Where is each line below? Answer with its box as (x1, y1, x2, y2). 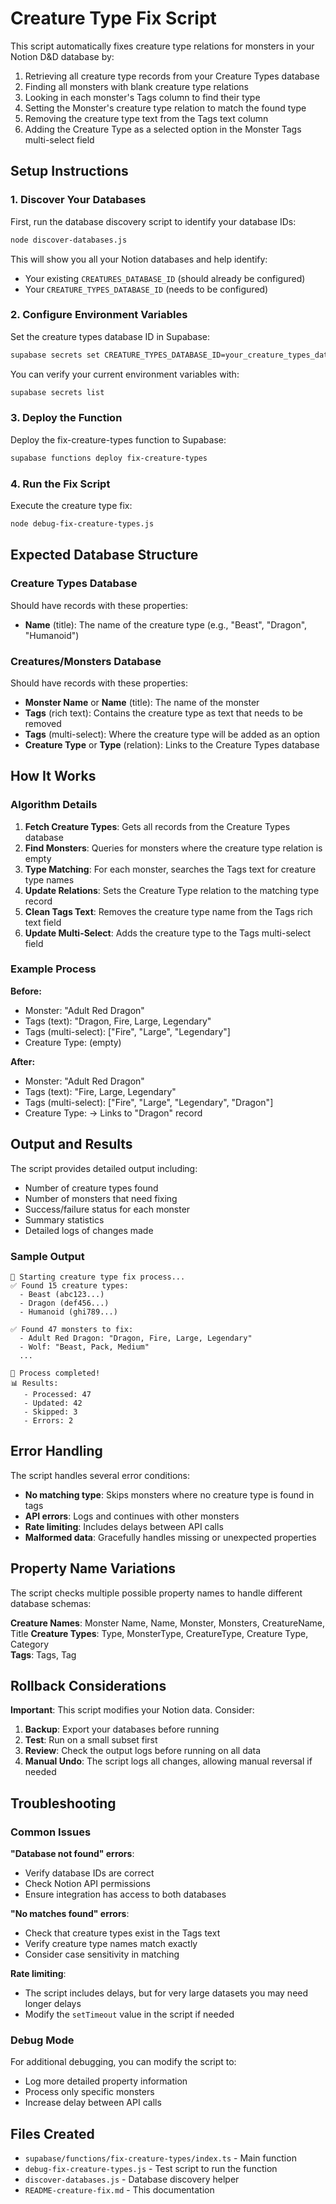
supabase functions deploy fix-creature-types (10, 453, 208, 463)
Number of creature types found (24, 1182, 159, 1194)
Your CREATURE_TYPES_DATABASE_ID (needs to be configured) (24, 283, 269, 295)
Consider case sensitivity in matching (24, 1948, 180, 1961)
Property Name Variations (10, 1560, 177, 1577)
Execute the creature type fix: (10, 500, 133, 512)
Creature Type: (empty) (24, 1036, 122, 1048)
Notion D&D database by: (10, 50, 115, 62)
